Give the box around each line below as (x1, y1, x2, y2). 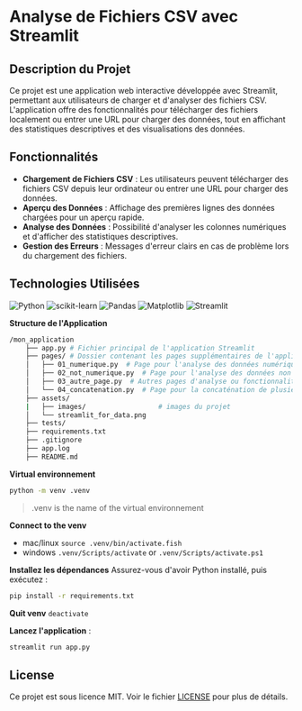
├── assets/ (25, 394, 70, 403)
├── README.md (25, 452, 78, 461)
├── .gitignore (25, 435, 83, 445)
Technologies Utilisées (9, 277, 140, 292)
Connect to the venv (9, 520, 87, 531)
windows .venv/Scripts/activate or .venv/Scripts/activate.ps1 (22, 547, 263, 558)
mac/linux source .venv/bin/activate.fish (22, 537, 182, 548)
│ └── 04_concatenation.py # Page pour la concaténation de (25, 385, 268, 394)
